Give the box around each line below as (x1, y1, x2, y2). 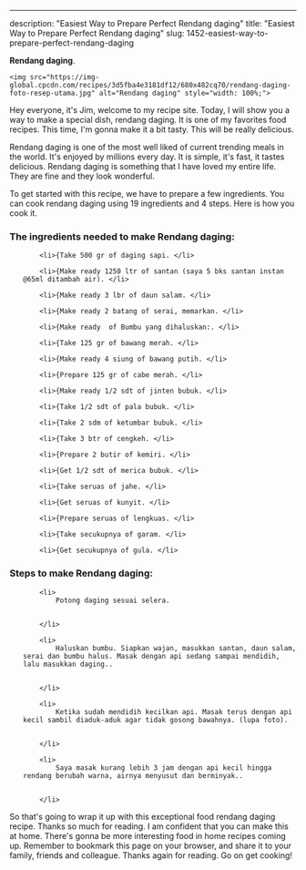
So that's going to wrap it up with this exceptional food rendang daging (9, 811, 276, 822)
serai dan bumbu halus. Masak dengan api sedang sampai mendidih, (22, 651, 280, 660)
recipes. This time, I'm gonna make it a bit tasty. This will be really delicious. (9, 124, 294, 135)
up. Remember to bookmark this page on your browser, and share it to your (9, 840, 292, 851)
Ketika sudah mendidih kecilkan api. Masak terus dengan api (56, 707, 293, 716)
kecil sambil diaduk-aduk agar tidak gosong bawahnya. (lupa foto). (22, 715, 289, 724)
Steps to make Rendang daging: (9, 567, 153, 579)
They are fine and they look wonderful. (9, 170, 155, 181)
